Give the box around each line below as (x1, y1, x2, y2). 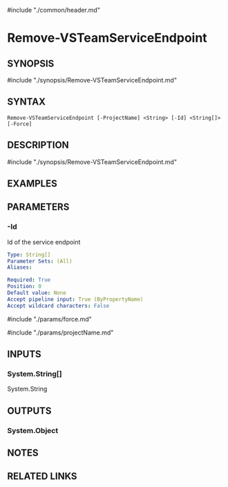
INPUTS (7, 348, 41, 360)
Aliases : (7, 264, 32, 271)
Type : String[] (7, 251, 51, 258)
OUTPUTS (7, 405, 52, 416)
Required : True (7, 276, 51, 283)
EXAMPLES (7, 178, 57, 190)
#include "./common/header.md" (7, 6, 100, 14)
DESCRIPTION (7, 139, 69, 151)
